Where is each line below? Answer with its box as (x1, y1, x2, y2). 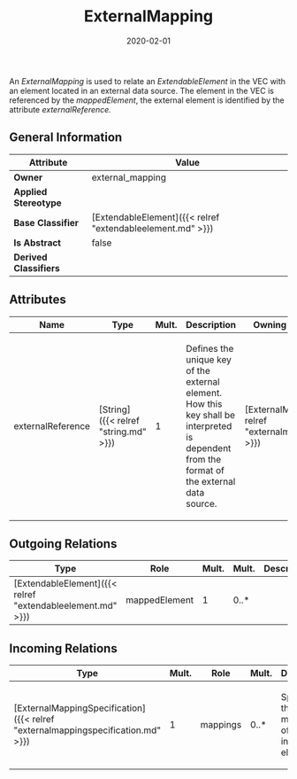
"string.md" (98, 425, 148, 438)
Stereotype (13, 197, 62, 209)
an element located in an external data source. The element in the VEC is (9, 85, 274, 96)
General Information (9, 130, 123, 145)
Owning (253, 318, 287, 331)
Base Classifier (13, 216, 80, 229)
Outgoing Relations (9, 536, 118, 551)
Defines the (185, 342, 234, 354)
